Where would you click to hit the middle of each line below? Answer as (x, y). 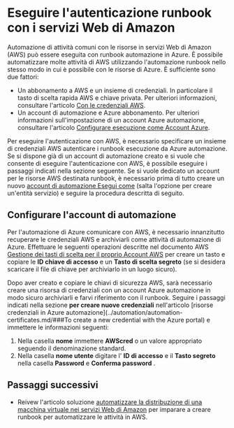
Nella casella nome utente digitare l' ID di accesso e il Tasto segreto (116, 355)
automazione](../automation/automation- (124, 312)
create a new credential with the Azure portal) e (142, 320)
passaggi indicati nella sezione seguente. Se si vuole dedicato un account (114, 171)
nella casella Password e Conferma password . (86, 363)
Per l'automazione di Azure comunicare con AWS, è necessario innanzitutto (116, 231)
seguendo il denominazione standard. (72, 348)
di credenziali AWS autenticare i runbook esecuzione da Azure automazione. (117, 148)
